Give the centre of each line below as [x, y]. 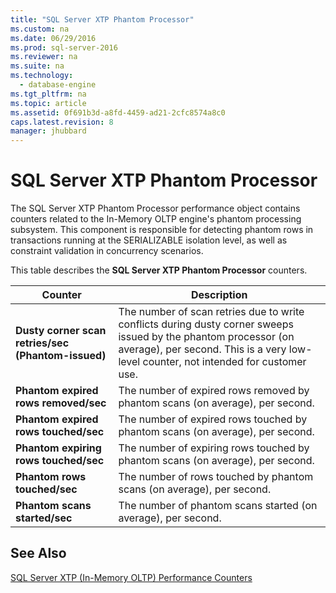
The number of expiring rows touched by [214, 448]
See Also [38, 553]
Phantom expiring [58, 448]
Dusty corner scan [61, 331]
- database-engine [58, 85]
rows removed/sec [61, 403]
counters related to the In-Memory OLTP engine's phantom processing [156, 219]
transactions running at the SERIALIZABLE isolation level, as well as [149, 240]
